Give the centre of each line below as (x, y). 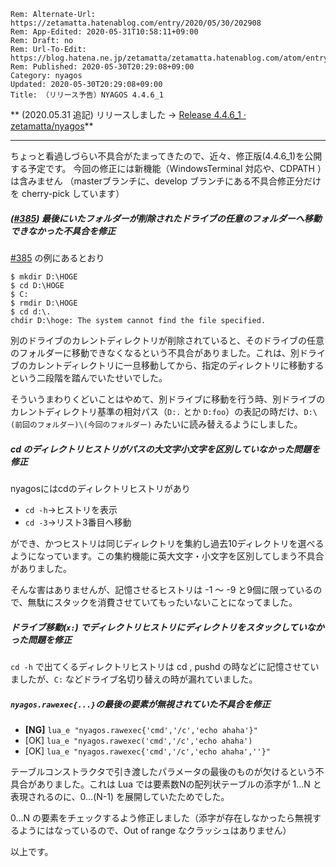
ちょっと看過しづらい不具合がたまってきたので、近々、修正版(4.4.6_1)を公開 (166, 156)
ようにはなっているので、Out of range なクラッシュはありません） (155, 830)
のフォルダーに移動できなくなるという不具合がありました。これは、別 (155, 352)
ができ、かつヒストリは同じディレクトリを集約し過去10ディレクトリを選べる (167, 543)
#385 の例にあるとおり (57, 257)
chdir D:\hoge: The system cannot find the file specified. (138, 320)
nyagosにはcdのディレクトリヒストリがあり (100, 488)
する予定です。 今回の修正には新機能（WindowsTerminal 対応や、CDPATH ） (166, 168)
